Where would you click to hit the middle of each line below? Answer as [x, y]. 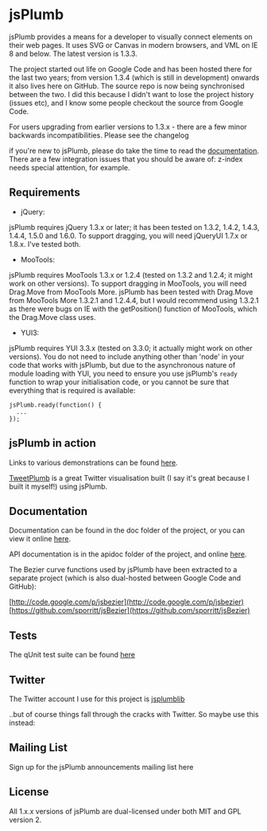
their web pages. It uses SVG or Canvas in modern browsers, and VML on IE [133, 45]
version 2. [25, 819]
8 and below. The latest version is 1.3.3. [73, 53]
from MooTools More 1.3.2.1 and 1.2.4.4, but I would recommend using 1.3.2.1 [134, 300]
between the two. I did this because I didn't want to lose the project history [132, 94]
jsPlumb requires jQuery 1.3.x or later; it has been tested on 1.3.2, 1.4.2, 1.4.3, [134, 227]
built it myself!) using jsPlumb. [58, 486]
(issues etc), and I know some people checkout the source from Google [126, 103]
